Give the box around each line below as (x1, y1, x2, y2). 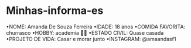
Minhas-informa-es (6, 4, 104, 17)
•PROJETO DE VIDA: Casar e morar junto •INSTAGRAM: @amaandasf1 (6, 35, 176, 42)
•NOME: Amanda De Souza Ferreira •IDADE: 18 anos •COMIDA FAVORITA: (6, 23, 186, 30)
